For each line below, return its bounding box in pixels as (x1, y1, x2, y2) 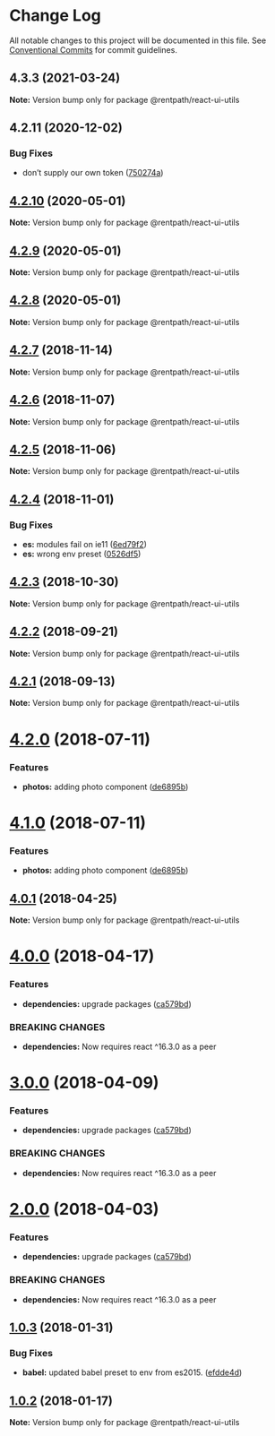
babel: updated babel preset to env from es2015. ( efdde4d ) (21, 1367, 243, 1378)
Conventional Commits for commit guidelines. (9, 44, 177, 55)
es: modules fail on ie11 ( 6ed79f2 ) (21, 539, 148, 549)
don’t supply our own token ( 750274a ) (21, 168, 164, 178)
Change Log (9, 5, 101, 26)
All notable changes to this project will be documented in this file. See (9, 35, 267, 46)
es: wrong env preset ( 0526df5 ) (21, 548, 142, 559)
